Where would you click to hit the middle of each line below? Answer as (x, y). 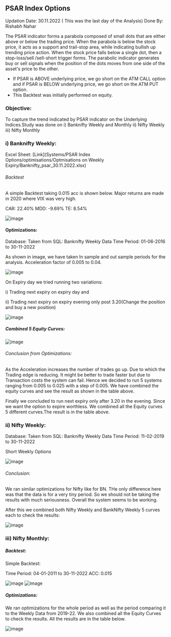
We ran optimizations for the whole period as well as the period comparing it (86, 608)
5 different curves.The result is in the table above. (57, 412)
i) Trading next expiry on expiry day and (47, 292)
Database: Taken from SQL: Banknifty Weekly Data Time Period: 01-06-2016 (86, 241)
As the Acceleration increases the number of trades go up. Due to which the (86, 369)
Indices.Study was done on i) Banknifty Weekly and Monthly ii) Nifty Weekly (85, 125)
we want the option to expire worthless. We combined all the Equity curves (84, 406)
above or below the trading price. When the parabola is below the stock (80, 41)
